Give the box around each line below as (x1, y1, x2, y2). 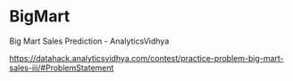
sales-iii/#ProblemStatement (9, 62, 114, 73)
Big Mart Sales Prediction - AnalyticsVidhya (9, 36, 170, 46)
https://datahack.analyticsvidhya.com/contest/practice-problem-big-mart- (9, 53, 284, 63)
